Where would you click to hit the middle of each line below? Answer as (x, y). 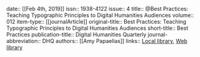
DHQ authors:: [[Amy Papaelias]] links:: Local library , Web (115, 41)
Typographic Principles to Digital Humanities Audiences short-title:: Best (97, 28)
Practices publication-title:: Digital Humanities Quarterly (76, 35)
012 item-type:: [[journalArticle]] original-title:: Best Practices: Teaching (96, 22)
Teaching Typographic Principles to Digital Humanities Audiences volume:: (100, 15)
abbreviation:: (24, 41)
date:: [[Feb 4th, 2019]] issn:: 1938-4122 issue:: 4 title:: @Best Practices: (97, 9)
